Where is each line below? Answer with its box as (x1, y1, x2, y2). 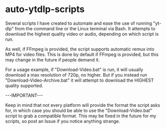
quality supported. (5, 82, 44, 89)
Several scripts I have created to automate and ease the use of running (5, 20, 152, 26)
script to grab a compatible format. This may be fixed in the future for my (5, 112, 156, 119)
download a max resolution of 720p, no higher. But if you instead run (5, 72, 147, 78)
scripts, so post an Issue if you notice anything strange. (5, 118, 120, 124)
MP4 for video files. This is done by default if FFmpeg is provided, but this (5, 51, 159, 57)
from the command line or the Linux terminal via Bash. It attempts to (15, 25, 156, 31)
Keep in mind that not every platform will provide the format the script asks (5, 102, 160, 108)
